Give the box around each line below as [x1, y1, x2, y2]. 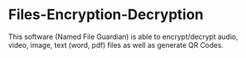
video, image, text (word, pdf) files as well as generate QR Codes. [8, 40, 225, 49]
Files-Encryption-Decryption [8, 6, 205, 24]
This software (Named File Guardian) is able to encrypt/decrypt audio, [8, 32, 239, 41]
